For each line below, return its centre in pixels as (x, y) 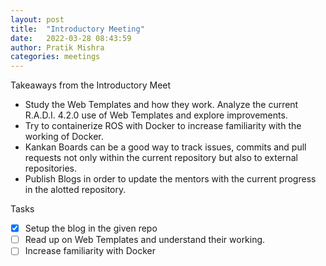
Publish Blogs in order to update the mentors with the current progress (170, 179)
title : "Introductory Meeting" (77, 29)
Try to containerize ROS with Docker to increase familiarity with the (163, 126)
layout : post (37, 19)
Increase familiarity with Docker (90, 251)
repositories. (50, 168)
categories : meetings (55, 57)
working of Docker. (64, 137)
